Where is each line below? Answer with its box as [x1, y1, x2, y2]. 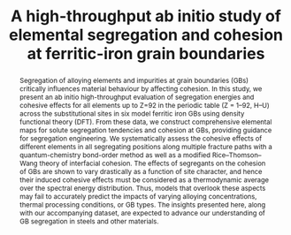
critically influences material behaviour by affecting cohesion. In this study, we [19, 84, 263, 94]
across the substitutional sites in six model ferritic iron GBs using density [19, 109, 245, 118]
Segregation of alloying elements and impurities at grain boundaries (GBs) [19, 75, 249, 85]
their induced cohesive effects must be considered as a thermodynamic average [19, 175, 270, 185]
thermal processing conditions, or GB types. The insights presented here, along [19, 200, 265, 209]
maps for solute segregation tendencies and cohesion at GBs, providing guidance [19, 125, 272, 134]
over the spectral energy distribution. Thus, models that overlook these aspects [19, 183, 266, 193]
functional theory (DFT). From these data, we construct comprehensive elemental [19, 117, 272, 126]
